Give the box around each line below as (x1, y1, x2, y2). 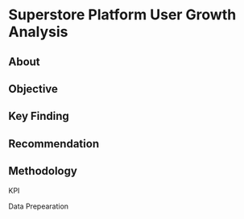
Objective (8, 82, 59, 96)
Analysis (8, 23, 68, 41)
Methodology (8, 164, 78, 178)
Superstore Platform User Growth (8, 6, 237, 24)
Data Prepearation (8, 201, 69, 211)
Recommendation (8, 137, 99, 151)
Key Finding (8, 109, 70, 123)
